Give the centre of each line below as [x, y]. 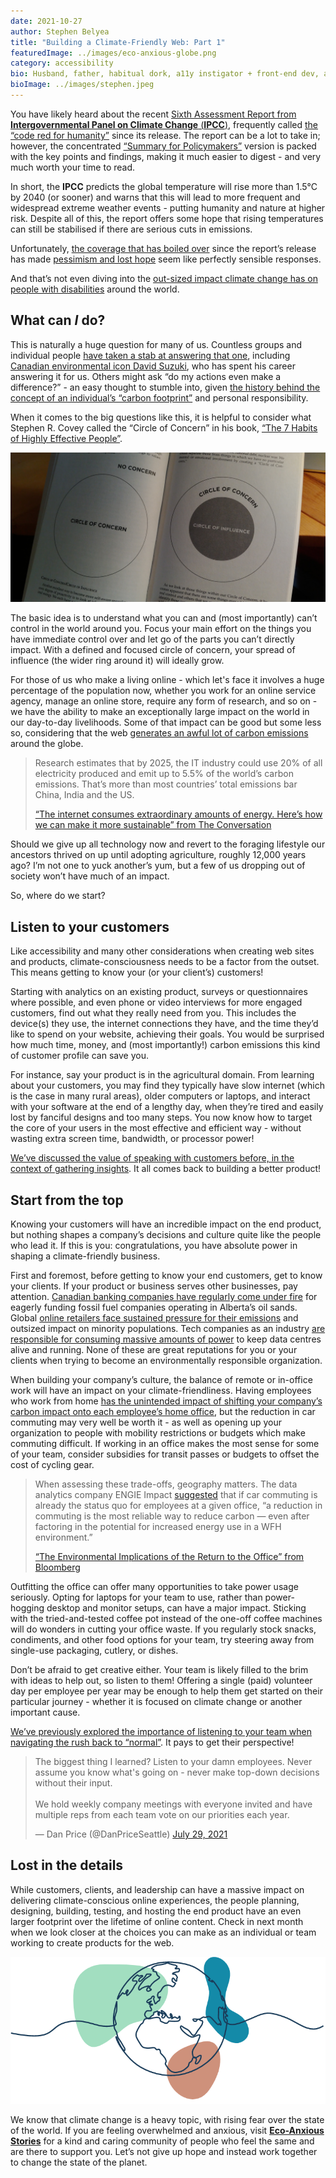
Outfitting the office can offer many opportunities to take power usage [154, 1586]
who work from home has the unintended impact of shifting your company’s [166, 1401]
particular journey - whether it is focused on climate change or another [156, 1701]
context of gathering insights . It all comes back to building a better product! [166, 1169]
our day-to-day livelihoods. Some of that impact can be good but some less [166, 722]
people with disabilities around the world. [95, 289]
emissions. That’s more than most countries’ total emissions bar [166, 784]
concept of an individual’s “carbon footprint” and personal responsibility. [159, 397]
